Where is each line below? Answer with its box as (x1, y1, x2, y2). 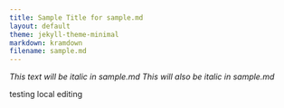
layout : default (9, 22, 71, 31)
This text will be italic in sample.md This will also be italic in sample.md (9, 71, 275, 82)
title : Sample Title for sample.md (9, 13, 144, 22)
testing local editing (9, 89, 83, 100)
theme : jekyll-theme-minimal (9, 30, 119, 39)
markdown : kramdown (9, 38, 83, 48)
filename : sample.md (9, 47, 88, 56)
